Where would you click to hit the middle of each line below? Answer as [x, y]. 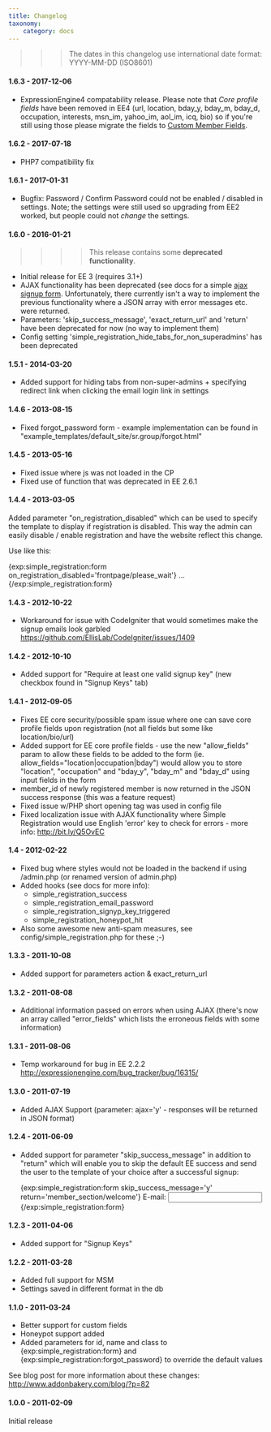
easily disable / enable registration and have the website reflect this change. [136, 535]
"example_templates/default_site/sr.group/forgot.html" [111, 436]
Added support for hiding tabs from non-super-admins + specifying [133, 382]
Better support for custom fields [73, 1325]
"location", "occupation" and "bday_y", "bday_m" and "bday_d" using [135, 771]
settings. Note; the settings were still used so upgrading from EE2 [130, 207]
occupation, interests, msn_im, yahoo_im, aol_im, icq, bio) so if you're [136, 116]
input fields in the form [58, 780]
